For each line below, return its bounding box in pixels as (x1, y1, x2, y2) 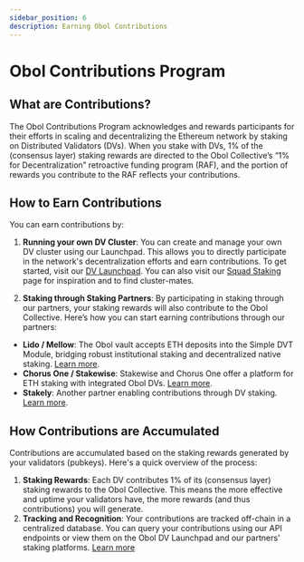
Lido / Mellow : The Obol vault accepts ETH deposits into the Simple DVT (22, 339, 294, 350)
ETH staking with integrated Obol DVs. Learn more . (22, 378, 213, 389)
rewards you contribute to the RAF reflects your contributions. (9, 169, 241, 179)
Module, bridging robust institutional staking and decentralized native (22, 349, 281, 360)
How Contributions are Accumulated (9, 423, 220, 439)
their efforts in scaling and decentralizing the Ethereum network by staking (9, 131, 288, 141)
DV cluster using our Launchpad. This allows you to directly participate (22, 247, 287, 257)
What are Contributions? (9, 97, 152, 112)
